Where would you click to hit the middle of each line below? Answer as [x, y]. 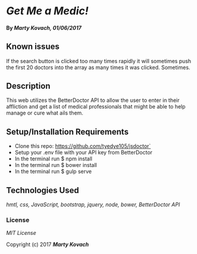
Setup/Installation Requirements [67, 131]
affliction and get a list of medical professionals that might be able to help [96, 107]
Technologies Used [42, 190]
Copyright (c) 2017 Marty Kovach [47, 244]
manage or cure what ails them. [45, 113]
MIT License [21, 233]
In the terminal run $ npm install [53, 159]
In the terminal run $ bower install [56, 165]
